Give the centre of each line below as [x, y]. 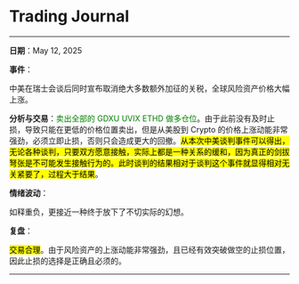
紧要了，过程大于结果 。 [60, 174]
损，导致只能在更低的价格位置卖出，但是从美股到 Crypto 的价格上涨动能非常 [149, 129]
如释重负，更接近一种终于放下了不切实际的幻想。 [99, 212]
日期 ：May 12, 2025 [46, 50]
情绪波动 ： [29, 192]
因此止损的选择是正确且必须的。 [68, 261]
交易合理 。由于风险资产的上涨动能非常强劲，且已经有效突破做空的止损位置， [149, 249]
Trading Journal [69, 16]
